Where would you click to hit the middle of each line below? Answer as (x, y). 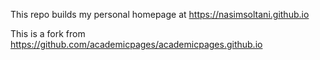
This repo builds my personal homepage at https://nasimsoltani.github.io (160, 14)
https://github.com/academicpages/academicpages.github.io (136, 44)
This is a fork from (48, 33)
